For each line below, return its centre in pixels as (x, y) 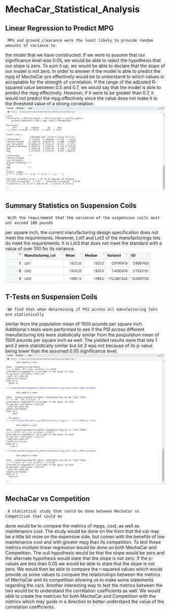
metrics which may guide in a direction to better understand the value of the (85, 601)
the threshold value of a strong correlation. (50, 104)
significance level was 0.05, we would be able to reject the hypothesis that (83, 60)
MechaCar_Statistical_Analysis (73, 9)
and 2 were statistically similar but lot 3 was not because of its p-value (79, 345)
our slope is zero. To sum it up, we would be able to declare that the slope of (85, 66)
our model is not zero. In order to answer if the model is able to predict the (83, 71)
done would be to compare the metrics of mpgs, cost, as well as (72, 525)
